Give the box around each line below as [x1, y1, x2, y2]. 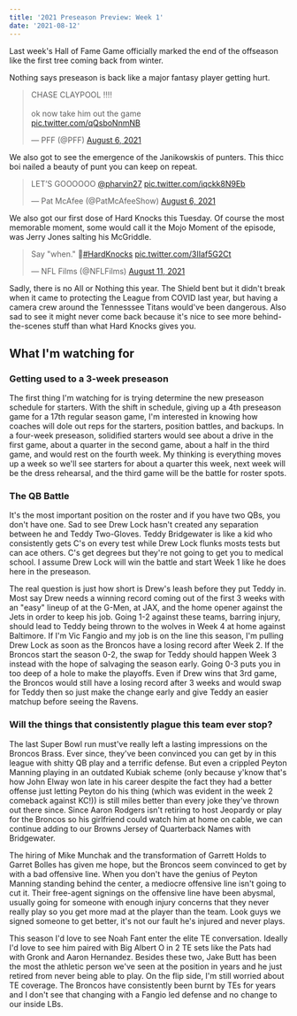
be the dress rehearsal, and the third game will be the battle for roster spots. [9, 468, 287, 479]
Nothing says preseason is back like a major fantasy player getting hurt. [9, 72, 270, 82]
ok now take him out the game [30, 108, 141, 119]
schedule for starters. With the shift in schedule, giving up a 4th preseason [9, 402, 282, 412]
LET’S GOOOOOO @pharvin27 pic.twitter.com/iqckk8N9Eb [30, 178, 246, 189]
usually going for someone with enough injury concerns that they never [9, 897, 270, 907]
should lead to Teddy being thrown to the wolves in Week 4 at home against [9, 621, 286, 632]
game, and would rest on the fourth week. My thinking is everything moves [9, 449, 282, 460]
